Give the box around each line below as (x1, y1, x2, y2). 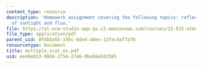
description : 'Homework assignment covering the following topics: (6, 14, 179, 20)
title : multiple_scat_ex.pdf (6, 48, 79, 54)
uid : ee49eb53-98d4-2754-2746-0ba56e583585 (6, 53, 117, 59)
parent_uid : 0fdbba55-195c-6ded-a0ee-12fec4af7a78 (6, 37, 136, 43)
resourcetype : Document (6, 43, 66, 49)
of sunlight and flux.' (11, 20, 71, 26)
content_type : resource (6, 8, 66, 15)
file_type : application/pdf (6, 31, 77, 37)
